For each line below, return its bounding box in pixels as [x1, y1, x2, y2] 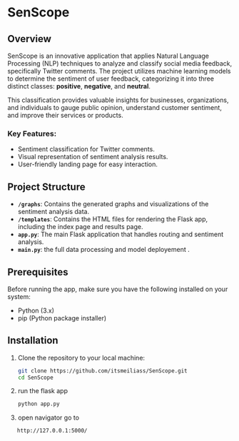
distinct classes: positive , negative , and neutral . [7, 82, 151, 90]
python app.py [17, 400, 60, 407]
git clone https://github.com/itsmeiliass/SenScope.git [17, 367, 188, 375]
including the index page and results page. [17, 223, 143, 231]
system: [7, 292, 31, 300]
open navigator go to [17, 413, 80, 422]
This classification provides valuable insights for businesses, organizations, [7, 96, 229, 104]
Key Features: [7, 128, 57, 138]
